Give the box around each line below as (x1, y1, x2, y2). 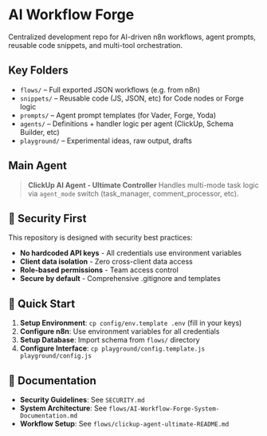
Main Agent (8, 159, 68, 172)
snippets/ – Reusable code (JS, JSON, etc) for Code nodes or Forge (19, 93, 245, 103)
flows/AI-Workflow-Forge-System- (108, 405, 220, 413)
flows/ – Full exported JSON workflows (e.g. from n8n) (19, 85, 201, 94)
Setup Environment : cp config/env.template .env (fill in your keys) (19, 318, 242, 328)
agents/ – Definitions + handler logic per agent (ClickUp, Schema (19, 118, 234, 129)
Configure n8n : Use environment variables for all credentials (19, 327, 220, 336)
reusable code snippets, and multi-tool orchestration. (8, 40, 183, 50)
